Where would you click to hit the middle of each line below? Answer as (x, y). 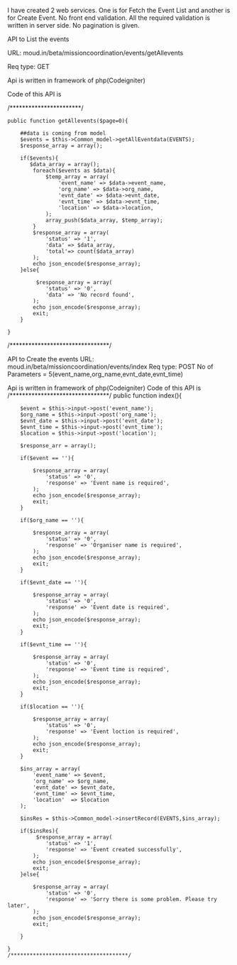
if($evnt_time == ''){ (54, 645)
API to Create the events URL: (51, 359)
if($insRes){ (39, 831)
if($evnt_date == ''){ (54, 582)
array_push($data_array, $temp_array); (104, 220)
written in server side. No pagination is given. (73, 25)
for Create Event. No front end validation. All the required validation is (109, 18)
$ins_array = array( (50, 769)
